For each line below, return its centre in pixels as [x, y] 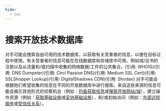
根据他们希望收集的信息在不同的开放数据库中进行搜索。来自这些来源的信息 [81, 85]
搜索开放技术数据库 [44, 40]
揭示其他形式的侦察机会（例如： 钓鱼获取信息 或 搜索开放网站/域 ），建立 [85, 91]
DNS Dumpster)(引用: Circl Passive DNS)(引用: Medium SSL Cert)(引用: [84, 73]
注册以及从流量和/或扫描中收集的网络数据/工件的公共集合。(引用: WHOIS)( [81, 67]
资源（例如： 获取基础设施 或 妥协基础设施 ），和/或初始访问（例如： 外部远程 [85, 97]
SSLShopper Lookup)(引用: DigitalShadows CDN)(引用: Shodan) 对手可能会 [82, 79]
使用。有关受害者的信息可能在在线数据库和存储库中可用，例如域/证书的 [86, 61]
